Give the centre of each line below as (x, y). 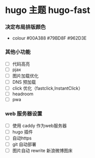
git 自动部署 (24, 144)
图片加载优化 (25, 76)
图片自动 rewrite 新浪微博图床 (42, 151)
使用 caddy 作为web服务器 (39, 126)
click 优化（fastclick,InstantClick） (47, 88)
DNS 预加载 (24, 82)
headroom (23, 94)
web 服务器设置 (24, 114)
